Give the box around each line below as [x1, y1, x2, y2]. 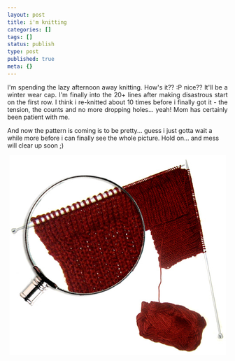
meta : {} [7, 63, 33, 70]
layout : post [7, 11, 45, 18]
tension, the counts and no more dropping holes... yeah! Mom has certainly [7, 105, 228, 113]
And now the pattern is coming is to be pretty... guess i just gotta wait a [7, 126, 213, 134]
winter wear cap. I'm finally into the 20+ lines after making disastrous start [7, 90, 228, 99]
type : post [7, 48, 39, 55]
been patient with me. [7, 113, 70, 121]
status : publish [7, 41, 55, 48]
